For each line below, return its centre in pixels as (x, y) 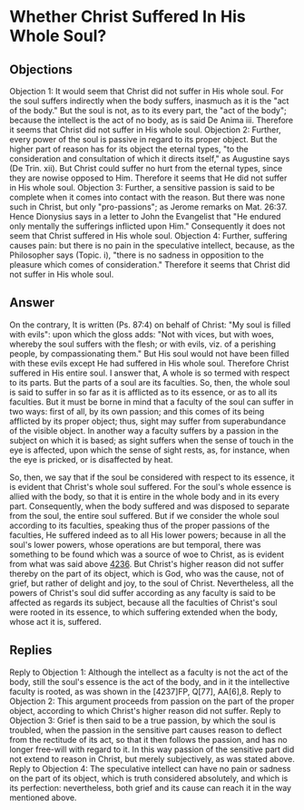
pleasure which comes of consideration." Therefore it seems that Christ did (150, 264)
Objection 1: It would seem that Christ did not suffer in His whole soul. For (147, 91)
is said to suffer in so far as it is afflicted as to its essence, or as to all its (143, 392)
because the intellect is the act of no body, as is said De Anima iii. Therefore (152, 120)
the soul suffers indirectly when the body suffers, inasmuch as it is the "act (149, 101)
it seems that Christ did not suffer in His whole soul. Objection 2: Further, (145, 130)
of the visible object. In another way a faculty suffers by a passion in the (144, 430)
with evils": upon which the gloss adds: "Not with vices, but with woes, (142, 334)
